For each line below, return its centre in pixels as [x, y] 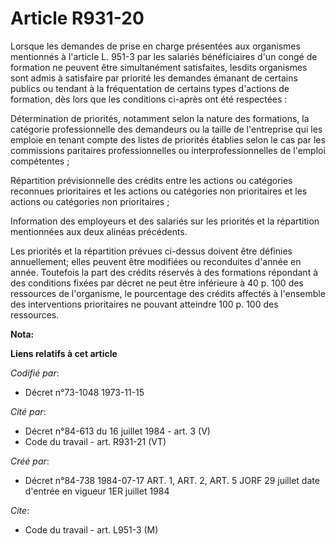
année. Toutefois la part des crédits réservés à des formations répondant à [164, 272]
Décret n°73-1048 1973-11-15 [84, 392]
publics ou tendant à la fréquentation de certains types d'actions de [150, 88]
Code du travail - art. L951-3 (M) [91, 529]
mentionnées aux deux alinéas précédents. [99, 231]
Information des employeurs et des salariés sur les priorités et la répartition [165, 221]
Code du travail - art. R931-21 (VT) [95, 441]
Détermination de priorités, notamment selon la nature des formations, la [160, 118]
